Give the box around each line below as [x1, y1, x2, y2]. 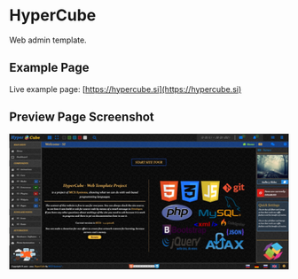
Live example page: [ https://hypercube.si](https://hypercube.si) [9, 83, 242, 94]
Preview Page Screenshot [9, 110, 155, 125]
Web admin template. [9, 35, 87, 45]
